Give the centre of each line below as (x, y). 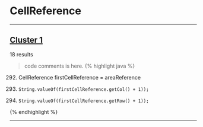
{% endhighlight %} (34, 112)
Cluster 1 (26, 40)
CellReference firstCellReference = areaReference (80, 77)
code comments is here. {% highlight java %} (80, 66)
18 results (21, 54)
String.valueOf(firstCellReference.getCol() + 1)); (83, 89)
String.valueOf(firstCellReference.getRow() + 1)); (83, 101)
